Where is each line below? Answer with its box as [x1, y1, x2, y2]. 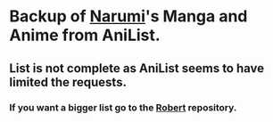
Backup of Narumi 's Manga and [9, 6, 248, 27]
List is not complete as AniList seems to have [9, 61, 265, 76]
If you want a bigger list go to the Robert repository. [9, 101, 237, 113]
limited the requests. [9, 74, 128, 90]
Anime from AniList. [9, 25, 161, 45]
